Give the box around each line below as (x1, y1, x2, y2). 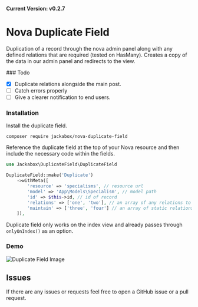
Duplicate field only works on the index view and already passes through (6, 221, 183, 229)
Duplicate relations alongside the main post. (14, 80, 122, 87)
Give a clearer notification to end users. (14, 94, 111, 101)
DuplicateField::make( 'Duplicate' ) (6, 172, 94, 179)
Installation (6, 109, 39, 117)
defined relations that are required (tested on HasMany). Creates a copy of (6, 51, 187, 58)
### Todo (6, 69, 30, 76)
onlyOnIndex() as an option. (6, 227, 74, 235)
